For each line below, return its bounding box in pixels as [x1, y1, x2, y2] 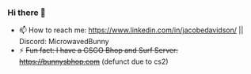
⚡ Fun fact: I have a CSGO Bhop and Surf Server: [18, 46, 179, 55]
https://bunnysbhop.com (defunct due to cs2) [18, 57, 169, 66]
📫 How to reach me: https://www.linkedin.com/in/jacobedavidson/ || [18, 25, 244, 35]
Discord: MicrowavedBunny [18, 37, 109, 46]
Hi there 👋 [7, 7, 47, 18]
